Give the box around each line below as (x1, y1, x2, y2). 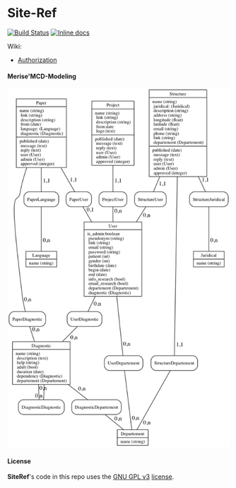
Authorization (17, 55, 58, 64)
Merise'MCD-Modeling (7, 72, 76, 81)
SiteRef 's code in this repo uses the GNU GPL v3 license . (7, 472, 175, 481)
